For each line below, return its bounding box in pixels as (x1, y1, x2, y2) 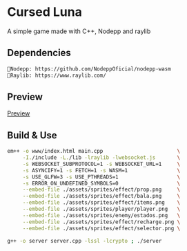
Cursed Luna (7, 4, 83, 20)
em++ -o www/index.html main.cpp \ (7, 148, 181, 155)
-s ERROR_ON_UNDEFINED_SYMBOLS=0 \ (22, 180, 181, 187)
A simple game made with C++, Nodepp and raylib (7, 27, 151, 35)
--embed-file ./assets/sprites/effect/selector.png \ (22, 225, 181, 232)
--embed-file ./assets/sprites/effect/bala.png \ (22, 193, 181, 200)
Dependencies (7, 47, 71, 59)
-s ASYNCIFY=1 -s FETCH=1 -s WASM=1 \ (22, 167, 181, 174)
